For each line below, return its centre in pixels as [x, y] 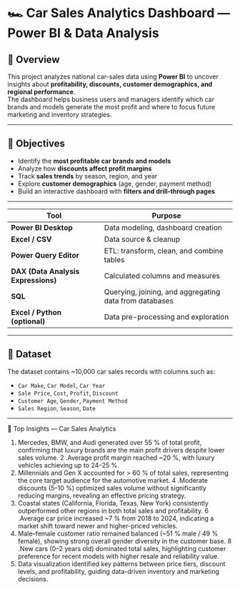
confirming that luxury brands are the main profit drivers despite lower [121, 450]
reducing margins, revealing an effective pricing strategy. [102, 495]
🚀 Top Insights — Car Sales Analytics [62, 428]
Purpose [166, 216]
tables [114, 259]
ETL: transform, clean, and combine [164, 251]
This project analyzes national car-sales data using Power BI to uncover [113, 76]
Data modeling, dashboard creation [163, 227]
